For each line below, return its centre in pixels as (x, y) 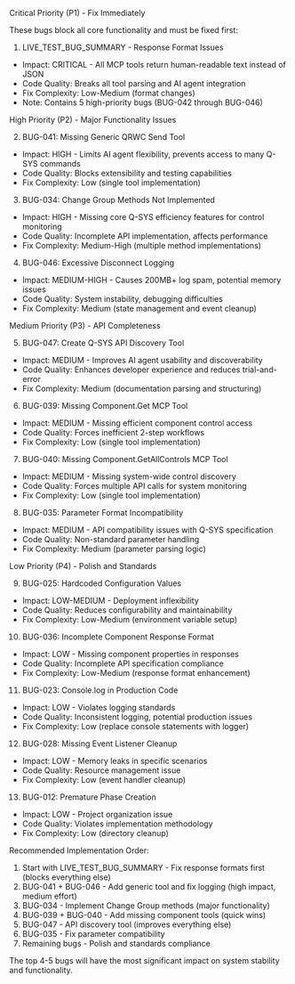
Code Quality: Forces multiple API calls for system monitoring (134, 486)
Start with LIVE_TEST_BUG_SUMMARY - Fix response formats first (143, 868)
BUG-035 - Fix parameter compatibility (94, 934)
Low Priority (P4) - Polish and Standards (83, 566)
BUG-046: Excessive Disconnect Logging (98, 263)
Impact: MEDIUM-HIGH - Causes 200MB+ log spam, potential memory (151, 280)
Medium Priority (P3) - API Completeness (85, 325)
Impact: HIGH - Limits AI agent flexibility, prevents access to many (143, 154)
